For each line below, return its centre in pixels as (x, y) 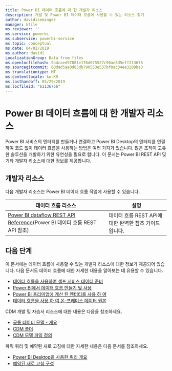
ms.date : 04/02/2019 (27, 48)
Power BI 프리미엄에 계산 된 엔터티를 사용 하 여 (59, 294)
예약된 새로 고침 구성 (33, 364)
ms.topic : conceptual (28, 44)
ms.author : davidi (25, 53)
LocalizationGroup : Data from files (44, 58)
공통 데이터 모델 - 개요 (35, 323)
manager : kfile (21, 24)
